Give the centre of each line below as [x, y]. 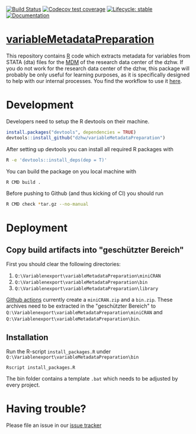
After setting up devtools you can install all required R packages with [90, 149]
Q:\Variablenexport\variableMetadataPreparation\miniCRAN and [84, 312]
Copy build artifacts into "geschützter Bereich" [95, 250]
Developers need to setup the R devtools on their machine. [78, 121]
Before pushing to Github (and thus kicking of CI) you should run [85, 193]
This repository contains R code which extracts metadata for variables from [98, 56]
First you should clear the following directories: [64, 264]
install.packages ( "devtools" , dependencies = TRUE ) [71, 132]
